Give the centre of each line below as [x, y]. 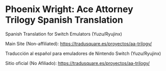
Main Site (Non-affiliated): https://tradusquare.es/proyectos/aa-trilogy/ [79, 43]
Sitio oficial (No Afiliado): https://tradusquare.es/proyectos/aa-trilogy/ [77, 63]
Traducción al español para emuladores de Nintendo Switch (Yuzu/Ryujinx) [83, 53]
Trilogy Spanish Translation [64, 20]
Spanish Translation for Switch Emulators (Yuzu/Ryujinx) [64, 34]
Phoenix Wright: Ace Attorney [69, 9]
